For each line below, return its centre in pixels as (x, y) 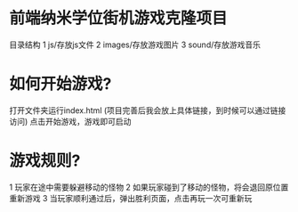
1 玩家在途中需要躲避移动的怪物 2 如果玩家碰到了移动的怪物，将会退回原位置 (149, 187)
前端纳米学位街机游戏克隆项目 (119, 18)
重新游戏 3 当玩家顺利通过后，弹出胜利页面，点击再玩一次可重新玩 (131, 198)
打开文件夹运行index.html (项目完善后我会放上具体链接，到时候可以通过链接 (148, 110)
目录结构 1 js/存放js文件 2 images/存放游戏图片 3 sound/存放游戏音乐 (135, 45)
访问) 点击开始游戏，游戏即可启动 (70, 121)
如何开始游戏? (60, 84)
